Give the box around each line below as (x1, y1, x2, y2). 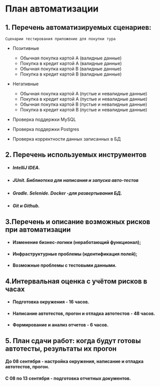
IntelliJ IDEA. (12, 164, 40, 170)
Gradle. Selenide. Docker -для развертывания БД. (12, 190, 122, 196)
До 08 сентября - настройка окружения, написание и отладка (5, 358, 144, 364)
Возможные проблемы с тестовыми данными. (12, 263, 117, 269)
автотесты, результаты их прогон (5, 344, 117, 353)
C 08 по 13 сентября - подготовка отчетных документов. (5, 375, 131, 381)
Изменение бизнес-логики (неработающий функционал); (12, 239, 141, 245)
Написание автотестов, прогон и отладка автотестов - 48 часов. (12, 310, 155, 316)
